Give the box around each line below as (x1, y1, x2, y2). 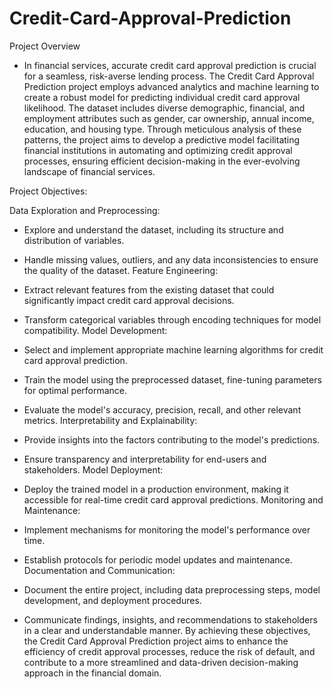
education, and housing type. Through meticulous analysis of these (23, 123, 302, 135)
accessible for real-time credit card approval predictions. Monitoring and (23, 493, 324, 506)
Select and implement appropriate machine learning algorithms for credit (23, 343, 324, 356)
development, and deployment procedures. (23, 594, 202, 606)
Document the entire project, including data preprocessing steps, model (23, 583, 321, 596)
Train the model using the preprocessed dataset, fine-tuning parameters (23, 373, 322, 386)
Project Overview (9, 40, 81, 52)
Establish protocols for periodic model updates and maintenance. (23, 553, 293, 566)
